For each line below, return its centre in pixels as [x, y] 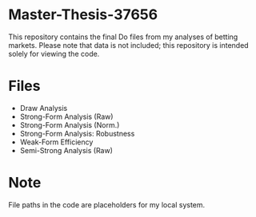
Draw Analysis [44, 108]
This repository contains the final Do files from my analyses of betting [123, 37]
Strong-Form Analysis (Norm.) [70, 124]
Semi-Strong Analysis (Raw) [66, 150]
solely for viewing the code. [54, 53]
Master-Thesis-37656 [83, 15]
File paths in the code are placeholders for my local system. [107, 204]
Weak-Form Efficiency [56, 142]
